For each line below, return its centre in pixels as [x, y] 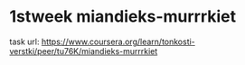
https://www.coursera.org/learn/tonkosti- [118, 42]
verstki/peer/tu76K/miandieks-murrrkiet [84, 51]
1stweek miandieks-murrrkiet [123, 17]
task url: [24, 42]
